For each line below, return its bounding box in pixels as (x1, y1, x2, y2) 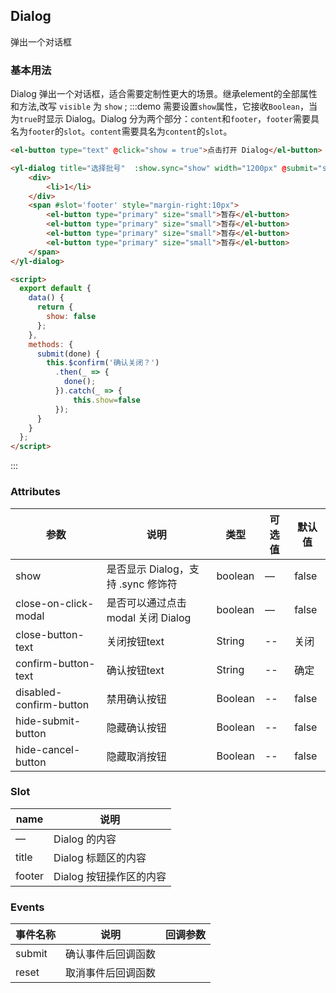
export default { (19, 284, 92, 294)
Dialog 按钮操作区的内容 (53, 869, 167, 883)
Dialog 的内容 (53, 832, 117, 846)
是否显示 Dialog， (106, 562, 190, 576)
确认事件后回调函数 (65, 947, 157, 961)
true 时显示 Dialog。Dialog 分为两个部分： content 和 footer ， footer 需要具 (19, 113, 320, 125)
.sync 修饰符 (119, 577, 178, 591)
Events (10, 900, 45, 914)
